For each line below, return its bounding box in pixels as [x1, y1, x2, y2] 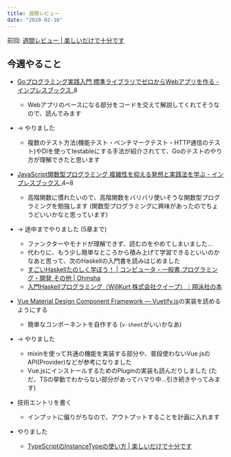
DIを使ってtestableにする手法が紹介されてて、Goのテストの [41, 147, 211, 155]
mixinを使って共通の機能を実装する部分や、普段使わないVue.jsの [27, 349, 211, 358]
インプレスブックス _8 [16, 86, 78, 95]
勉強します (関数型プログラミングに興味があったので [57, 202, 206, 210]
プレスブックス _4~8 [16, 179, 74, 187]
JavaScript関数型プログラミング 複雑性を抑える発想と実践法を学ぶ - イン [16, 170, 224, 178]
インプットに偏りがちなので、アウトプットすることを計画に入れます [27, 413, 220, 421]
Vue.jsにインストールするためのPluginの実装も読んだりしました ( [27, 366, 212, 375]
